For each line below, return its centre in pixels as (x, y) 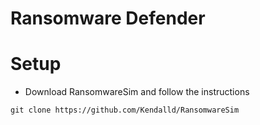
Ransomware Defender (108, 18)
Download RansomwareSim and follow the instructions (137, 92)
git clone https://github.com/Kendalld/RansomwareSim (125, 110)
